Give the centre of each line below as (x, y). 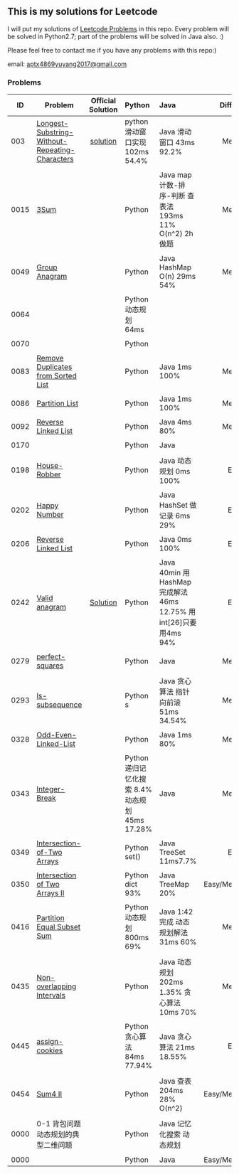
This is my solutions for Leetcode (83, 12)
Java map (175, 175)
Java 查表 (175, 1082)
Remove (50, 358)
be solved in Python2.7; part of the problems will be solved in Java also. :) (116, 36)
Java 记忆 (175, 1124)
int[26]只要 (178, 623)
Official (103, 101)
